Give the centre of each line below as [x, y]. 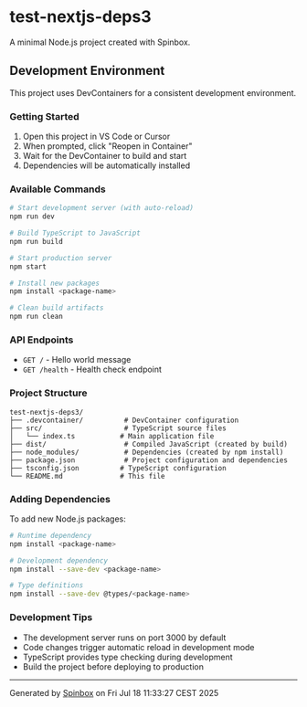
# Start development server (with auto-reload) [102, 208]
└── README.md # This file [88, 476]
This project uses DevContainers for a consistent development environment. [153, 92]
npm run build [37, 241]
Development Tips [51, 617]
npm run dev [32, 216]
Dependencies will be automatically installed [106, 165]
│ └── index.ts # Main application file [112, 436]
